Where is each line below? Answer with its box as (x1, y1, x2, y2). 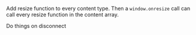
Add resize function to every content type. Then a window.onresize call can (6, 5, 191, 12)
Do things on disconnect (6, 23, 67, 29)
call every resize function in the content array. (6, 11, 119, 18)
